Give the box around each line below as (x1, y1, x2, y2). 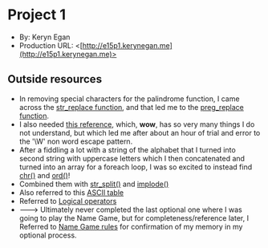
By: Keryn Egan (18, 32, 71, 42)
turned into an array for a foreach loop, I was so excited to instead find (18, 162, 253, 172)
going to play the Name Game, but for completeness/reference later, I (18, 213, 250, 222)
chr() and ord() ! (18, 170, 71, 180)
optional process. (18, 230, 77, 240)
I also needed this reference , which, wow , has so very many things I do (18, 119, 255, 129)
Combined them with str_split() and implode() (18, 179, 169, 189)
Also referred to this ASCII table (18, 187, 124, 197)
